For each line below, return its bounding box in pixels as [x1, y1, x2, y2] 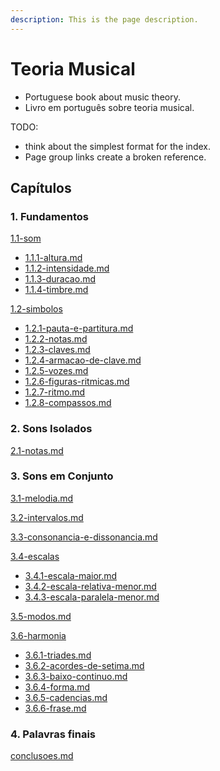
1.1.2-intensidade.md [24, 262, 110, 275]
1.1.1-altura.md [24, 252, 83, 264]
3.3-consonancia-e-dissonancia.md [10, 531, 158, 543]
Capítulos [10, 179, 72, 196]
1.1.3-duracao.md [24, 273, 96, 285]
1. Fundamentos [10, 209, 90, 223]
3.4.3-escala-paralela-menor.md [24, 591, 160, 603]
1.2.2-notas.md [24, 333, 88, 345]
